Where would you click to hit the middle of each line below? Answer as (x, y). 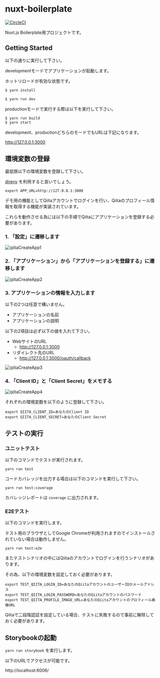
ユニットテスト (23, 448)
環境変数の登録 (27, 159)
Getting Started (29, 48)
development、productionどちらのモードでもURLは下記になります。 (73, 133)
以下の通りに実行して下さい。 (35, 60)
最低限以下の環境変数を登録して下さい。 (45, 172)
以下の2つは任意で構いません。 (36, 304)
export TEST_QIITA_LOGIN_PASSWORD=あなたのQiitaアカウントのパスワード (73, 595)
